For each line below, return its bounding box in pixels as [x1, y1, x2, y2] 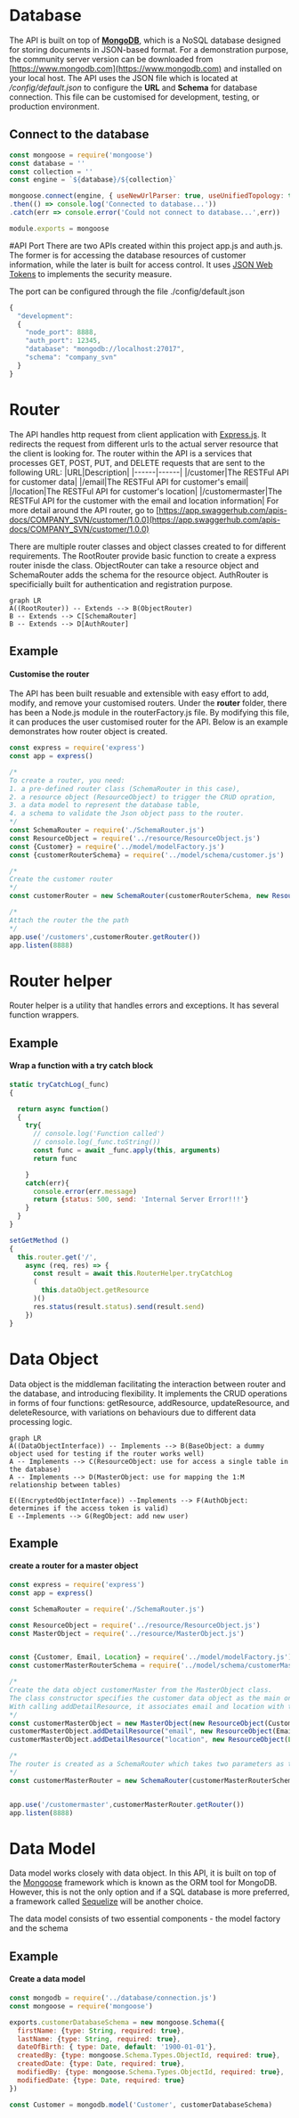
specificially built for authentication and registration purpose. [9, 578, 233, 589]
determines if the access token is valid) [9, 1503, 169, 1513]
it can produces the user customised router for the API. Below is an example [9, 716, 288, 727]
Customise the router [9, 668, 90, 679]
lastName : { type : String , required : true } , [17, 2034, 181, 2043]
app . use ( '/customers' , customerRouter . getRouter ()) [9, 932, 201, 941]
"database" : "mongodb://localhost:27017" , [25, 345, 185, 354]
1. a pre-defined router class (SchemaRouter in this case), [9, 784, 241, 793]
